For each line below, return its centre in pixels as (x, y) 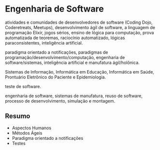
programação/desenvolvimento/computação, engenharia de (65, 57)
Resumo (18, 116)
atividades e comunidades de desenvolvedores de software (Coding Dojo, (79, 22)
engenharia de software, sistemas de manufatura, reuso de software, (74, 96)
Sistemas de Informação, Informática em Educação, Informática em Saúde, (80, 72)
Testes (19, 143)
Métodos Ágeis (27, 133)
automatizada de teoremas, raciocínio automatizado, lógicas (65, 38)
